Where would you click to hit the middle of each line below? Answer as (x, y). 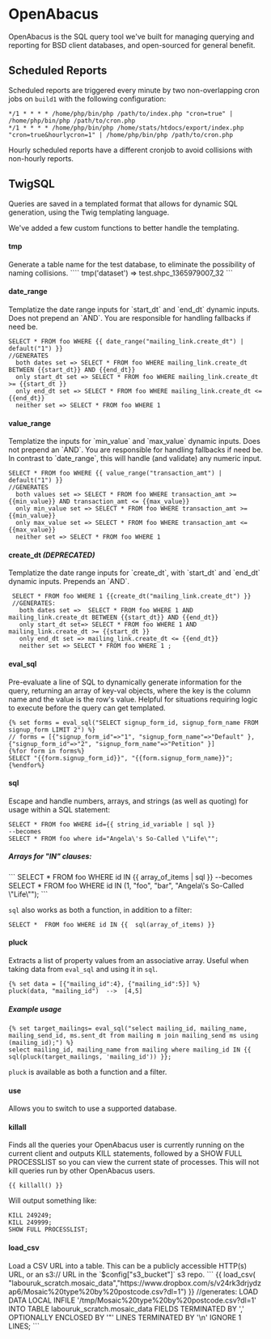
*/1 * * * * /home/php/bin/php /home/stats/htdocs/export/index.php (126, 128)
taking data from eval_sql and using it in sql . (83, 969)
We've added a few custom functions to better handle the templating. (124, 228)
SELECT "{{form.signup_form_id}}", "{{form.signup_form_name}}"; (121, 758)
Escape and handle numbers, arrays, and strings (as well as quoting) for (128, 801)
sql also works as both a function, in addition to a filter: (100, 910)
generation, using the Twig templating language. (89, 212)
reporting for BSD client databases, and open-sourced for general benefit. (132, 45)
